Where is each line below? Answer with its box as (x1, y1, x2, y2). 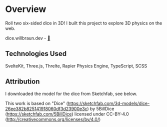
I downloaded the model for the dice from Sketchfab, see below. (5, 90, 137, 96)
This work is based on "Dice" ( (5, 100, 68, 106)
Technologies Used (5, 49, 66, 58)
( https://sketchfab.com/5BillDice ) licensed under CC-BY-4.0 (5, 111, 129, 117)
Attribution (5, 77, 40, 86)
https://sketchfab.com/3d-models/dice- (67, 100, 150, 106)
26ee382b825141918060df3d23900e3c (5, 105, 87, 111)
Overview (5, 3, 46, 15)
